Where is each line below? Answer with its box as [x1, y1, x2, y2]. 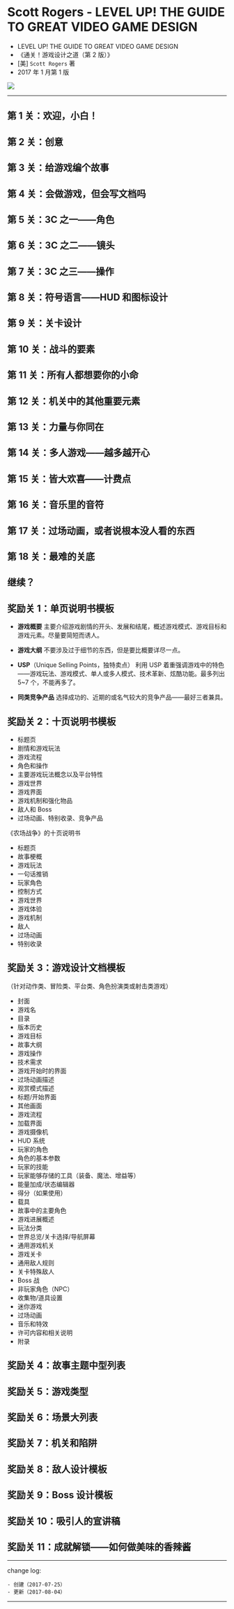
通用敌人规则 [17, 1258, 54, 1267]
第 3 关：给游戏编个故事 [7, 162, 109, 174]
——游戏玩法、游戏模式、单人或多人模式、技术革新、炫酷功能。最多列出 [17, 670, 225, 678]
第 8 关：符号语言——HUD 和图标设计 [7, 291, 169, 304]
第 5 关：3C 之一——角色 [7, 214, 115, 226]
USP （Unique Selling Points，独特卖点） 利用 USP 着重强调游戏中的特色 [17, 661, 225, 669]
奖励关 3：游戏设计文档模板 [7, 962, 125, 974]
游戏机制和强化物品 [17, 796, 73, 804]
